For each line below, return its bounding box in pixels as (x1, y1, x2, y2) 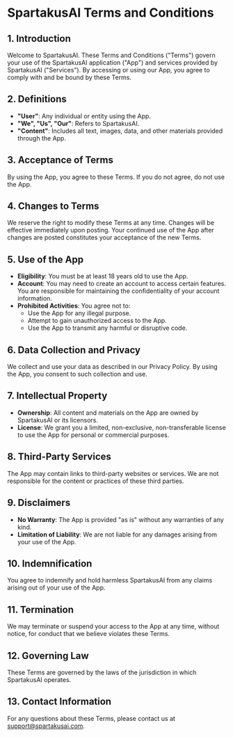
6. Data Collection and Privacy (7, 344, 141, 356)
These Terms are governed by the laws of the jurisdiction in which (7, 668, 197, 676)
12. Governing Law (7, 649, 89, 662)
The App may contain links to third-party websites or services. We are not (7, 469, 219, 477)
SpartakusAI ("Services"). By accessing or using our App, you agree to (7, 66, 210, 74)
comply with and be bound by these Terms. (7, 73, 132, 81)
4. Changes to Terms (7, 200, 99, 212)
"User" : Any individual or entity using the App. (17, 111, 152, 120)
